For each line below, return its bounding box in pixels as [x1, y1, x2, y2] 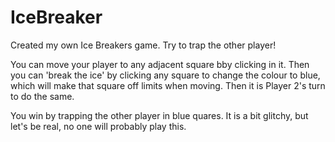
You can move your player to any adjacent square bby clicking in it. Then [10, 58, 310, 70]
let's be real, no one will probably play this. [10, 120, 187, 132]
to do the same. [10, 90, 75, 102]
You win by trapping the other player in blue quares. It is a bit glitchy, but [10, 109, 309, 121]
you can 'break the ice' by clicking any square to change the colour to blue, [10, 69, 321, 81]
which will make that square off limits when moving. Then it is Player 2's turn [10, 79, 326, 91]
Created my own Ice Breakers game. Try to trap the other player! [10, 39, 277, 51]
